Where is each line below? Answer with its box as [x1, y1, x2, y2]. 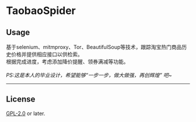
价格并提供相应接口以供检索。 [10, 51, 83, 58]
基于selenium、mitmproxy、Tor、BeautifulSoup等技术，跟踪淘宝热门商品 [6, 44, 182, 50]
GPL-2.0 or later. [6, 110, 45, 117]
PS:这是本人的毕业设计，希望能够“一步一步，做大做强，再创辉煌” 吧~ [6, 72, 172, 78]
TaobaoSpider [6, 4, 76, 18]
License [6, 95, 36, 104]
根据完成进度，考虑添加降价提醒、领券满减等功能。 [6, 58, 129, 65]
